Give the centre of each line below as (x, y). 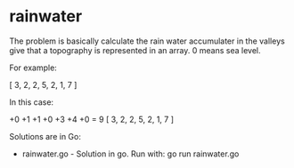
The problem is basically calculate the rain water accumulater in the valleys (147, 41)
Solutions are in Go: (45, 136)
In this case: (32, 102)
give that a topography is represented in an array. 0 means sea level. (135, 50)
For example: (33, 68)
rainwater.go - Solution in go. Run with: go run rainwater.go (131, 154)
